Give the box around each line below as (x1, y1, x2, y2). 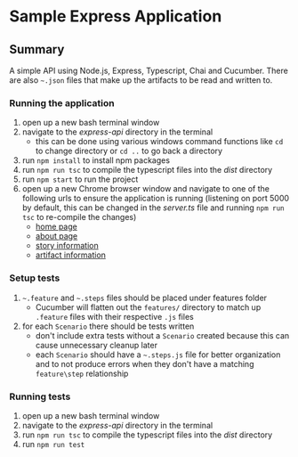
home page (35, 221, 77, 233)
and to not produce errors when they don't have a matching (35, 358, 254, 369)
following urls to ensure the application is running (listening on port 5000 (21, 193, 290, 204)
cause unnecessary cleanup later (35, 339, 158, 350)
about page (35, 231, 78, 241)
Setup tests (9, 272, 60, 284)
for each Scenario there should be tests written (21, 321, 195, 331)
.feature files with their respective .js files (35, 311, 194, 322)
